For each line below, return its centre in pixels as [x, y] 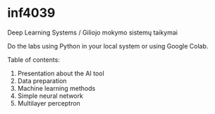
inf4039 [31, 13]
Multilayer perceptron [49, 103]
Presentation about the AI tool [61, 73]
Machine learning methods [56, 88]
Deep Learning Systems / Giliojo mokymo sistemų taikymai [93, 32]
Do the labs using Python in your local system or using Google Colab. [108, 46]
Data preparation [42, 81]
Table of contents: [33, 59]
